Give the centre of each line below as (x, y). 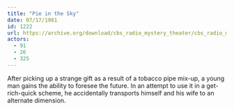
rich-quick (22, 93)
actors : (18, 39)
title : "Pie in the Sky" (43, 13)
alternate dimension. (37, 100)
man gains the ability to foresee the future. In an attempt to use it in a (106, 85)
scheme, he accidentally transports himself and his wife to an (126, 93)
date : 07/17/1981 (32, 20)
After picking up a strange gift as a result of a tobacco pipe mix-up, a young (116, 78)
